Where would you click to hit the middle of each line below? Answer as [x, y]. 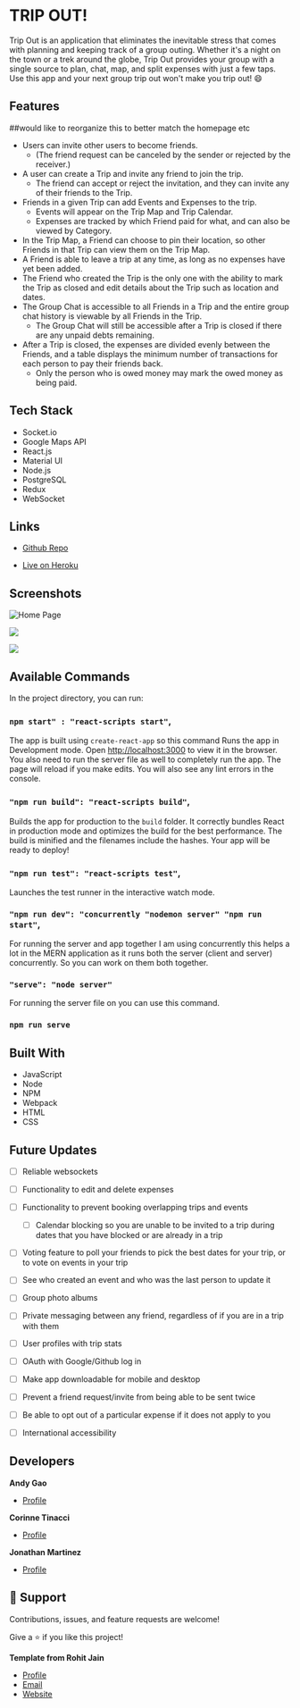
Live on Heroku [50, 565]
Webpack [40, 1103]
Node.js [37, 470]
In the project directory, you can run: [76, 698]
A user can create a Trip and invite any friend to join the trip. [133, 173]
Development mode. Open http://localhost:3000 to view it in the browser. [144, 750]
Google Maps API [54, 441]
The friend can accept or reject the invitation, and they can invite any [162, 183]
